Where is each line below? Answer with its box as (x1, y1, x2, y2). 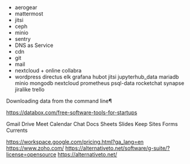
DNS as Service (14, 42, 53, 49)
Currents (6, 127, 28, 134)
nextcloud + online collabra (14, 67, 82, 74)
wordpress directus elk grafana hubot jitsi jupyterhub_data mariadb (14, 73, 179, 80)
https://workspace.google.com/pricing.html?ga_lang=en (6, 138, 144, 145)
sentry (14, 36, 31, 42)
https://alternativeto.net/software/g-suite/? (65, 144, 170, 152)
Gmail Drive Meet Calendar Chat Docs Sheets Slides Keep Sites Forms (6, 121, 178, 127)
